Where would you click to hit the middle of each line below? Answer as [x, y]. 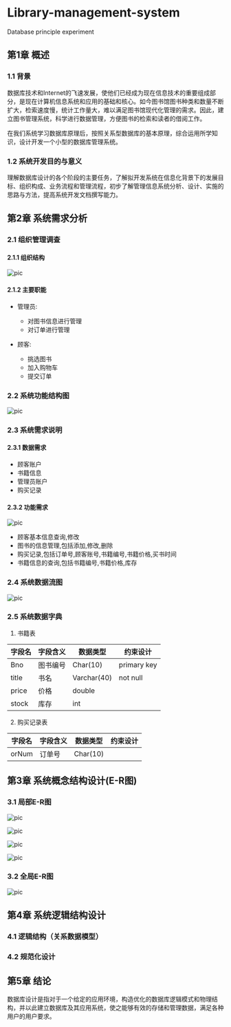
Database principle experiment [51, 32]
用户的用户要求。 [31, 1016]
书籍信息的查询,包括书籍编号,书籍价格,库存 [77, 563]
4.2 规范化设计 [31, 957]
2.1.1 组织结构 [26, 257]
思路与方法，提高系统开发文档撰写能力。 [64, 195]
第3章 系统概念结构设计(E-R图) [72, 781]
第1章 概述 [29, 55]
